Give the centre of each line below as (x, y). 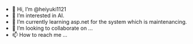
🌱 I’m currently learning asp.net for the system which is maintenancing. (99, 22)
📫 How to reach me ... (39, 35)
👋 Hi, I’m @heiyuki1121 (39, 9)
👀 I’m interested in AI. (38, 15)
